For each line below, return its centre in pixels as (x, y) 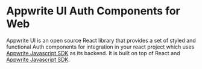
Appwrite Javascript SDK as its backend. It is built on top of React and (93, 53)
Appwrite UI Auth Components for (93, 11)
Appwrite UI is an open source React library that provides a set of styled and (101, 40)
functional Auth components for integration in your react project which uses (100, 47)
